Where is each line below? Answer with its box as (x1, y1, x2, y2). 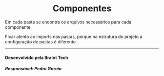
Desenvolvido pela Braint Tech (5, 55, 68, 60)
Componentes (52, 3, 112, 14)
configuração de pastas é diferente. (5, 38, 77, 44)
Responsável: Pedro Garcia (5, 66, 62, 72)
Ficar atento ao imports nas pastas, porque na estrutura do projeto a (5, 34, 143, 39)
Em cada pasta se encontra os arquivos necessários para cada (5, 19, 132, 25)
